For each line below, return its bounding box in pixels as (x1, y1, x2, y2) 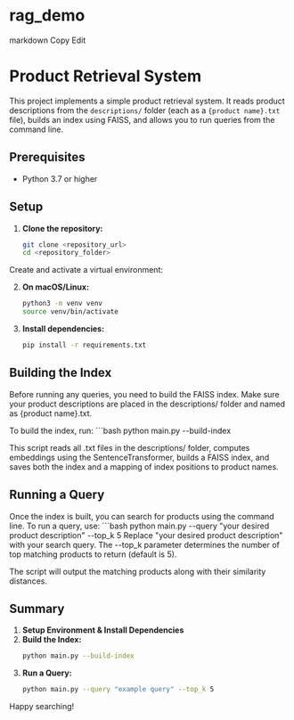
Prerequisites (9, 150, 86, 165)
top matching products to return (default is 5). (9, 549, 177, 560)
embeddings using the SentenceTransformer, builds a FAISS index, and (9, 452, 270, 462)
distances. (9, 576, 47, 586)
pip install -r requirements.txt (21, 340, 147, 349)
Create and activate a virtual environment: (9, 265, 163, 275)
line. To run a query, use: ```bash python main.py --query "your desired (9, 520, 270, 531)
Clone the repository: (21, 223, 103, 233)
